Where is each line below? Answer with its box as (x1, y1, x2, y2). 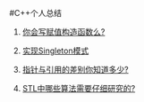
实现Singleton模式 (21, 45, 89, 56)
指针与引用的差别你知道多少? (21, 65, 129, 75)
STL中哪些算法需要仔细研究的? (21, 83, 136, 93)
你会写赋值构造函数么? (21, 27, 106, 37)
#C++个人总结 (9, 8, 63, 18)
